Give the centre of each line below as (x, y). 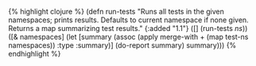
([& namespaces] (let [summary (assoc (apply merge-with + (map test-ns (128, 37)
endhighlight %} (35, 54)
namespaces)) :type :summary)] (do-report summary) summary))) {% (122, 45)
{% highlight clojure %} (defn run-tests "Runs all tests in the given (116, 12)
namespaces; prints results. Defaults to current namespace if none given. (128, 20)
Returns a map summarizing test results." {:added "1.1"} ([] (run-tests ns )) (128, 28)
